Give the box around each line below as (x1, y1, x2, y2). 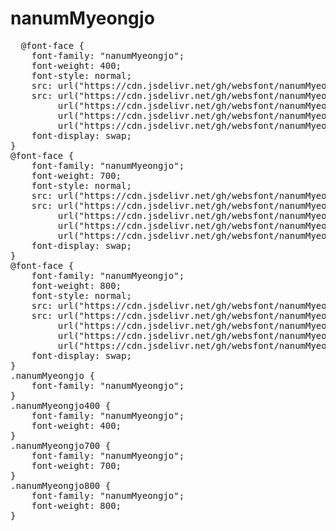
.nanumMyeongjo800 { (10, 480, 112, 491)
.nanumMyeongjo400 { (10, 400, 112, 411)
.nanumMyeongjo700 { (10, 440, 112, 451)
